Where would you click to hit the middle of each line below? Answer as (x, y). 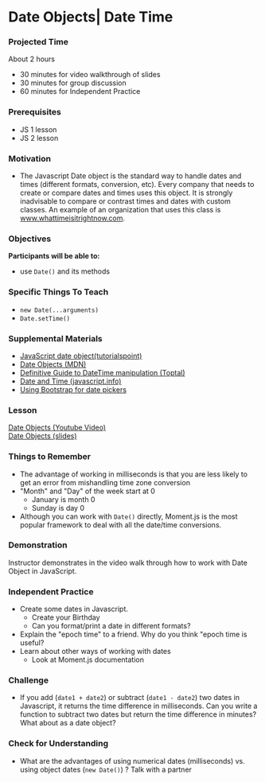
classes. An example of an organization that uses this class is (120, 210)
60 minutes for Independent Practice (80, 91)
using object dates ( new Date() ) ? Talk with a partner (106, 769)
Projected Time (39, 42)
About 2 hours (32, 59)
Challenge (29, 680)
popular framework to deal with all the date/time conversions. (121, 524)
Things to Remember (50, 457)
